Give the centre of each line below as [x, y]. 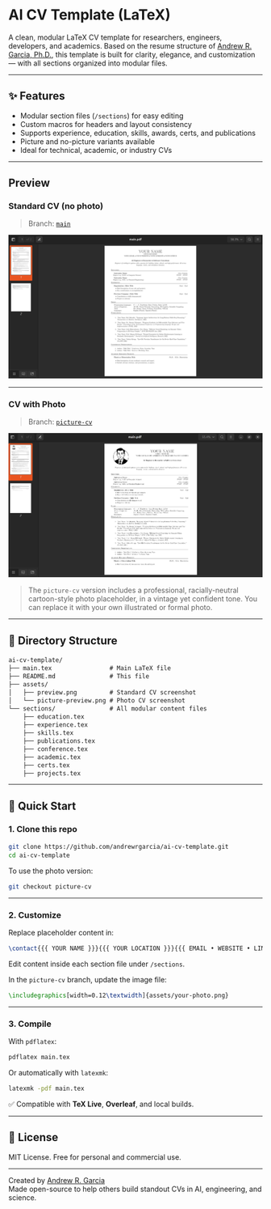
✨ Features [37, 96]
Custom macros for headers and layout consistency [106, 124]
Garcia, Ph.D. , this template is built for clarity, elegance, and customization [132, 54]
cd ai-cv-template [39, 855]
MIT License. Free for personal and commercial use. [95, 1157]
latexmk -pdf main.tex [46, 1088]
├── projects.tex [52, 774]
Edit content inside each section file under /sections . [97, 964]
